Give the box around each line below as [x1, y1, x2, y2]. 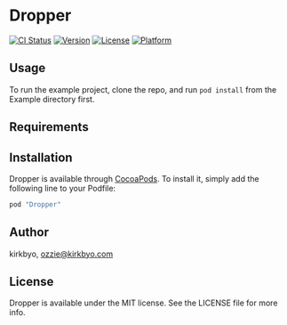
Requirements [9, 119, 89, 134]
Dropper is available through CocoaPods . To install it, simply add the [9, 173, 259, 183]
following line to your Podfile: [9, 183, 116, 193]
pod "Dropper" [9, 199, 62, 209]
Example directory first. [9, 93, 95, 104]
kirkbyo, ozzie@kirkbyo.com [9, 248, 114, 259]
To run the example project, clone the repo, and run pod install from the [9, 84, 277, 94]
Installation [9, 150, 73, 165]
